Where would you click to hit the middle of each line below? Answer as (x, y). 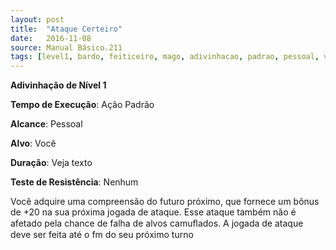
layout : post (37, 19)
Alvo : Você (33, 143)
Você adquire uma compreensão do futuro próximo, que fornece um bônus (165, 202)
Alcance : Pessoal (46, 124)
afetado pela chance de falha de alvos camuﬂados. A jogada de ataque (157, 223)
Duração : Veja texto (51, 163)
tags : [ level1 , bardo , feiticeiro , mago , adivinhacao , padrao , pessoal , (165, 57)
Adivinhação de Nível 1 (58, 85)
